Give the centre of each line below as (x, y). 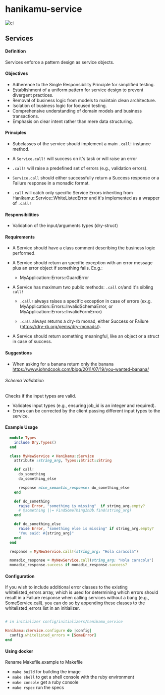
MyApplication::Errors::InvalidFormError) (61, 312)
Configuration (20, 576)
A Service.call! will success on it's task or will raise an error (75, 158)
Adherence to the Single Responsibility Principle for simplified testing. (83, 84)
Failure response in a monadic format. (51, 183)
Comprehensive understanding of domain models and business (77, 111)
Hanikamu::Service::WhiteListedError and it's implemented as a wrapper (86, 198)
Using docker (19, 651)
